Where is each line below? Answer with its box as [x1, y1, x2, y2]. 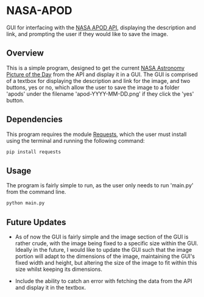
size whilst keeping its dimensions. [15, 265, 102, 273]
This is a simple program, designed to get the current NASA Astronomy [6, 64, 185, 71]
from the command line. [6, 188, 66, 196]
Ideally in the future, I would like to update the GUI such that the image [15, 246, 192, 253]
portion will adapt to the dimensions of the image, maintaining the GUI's [15, 252, 195, 260]
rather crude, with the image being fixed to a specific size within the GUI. [15, 239, 199, 247]
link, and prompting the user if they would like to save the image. [6, 30, 169, 37]
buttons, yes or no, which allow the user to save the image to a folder [6, 84, 180, 91]
